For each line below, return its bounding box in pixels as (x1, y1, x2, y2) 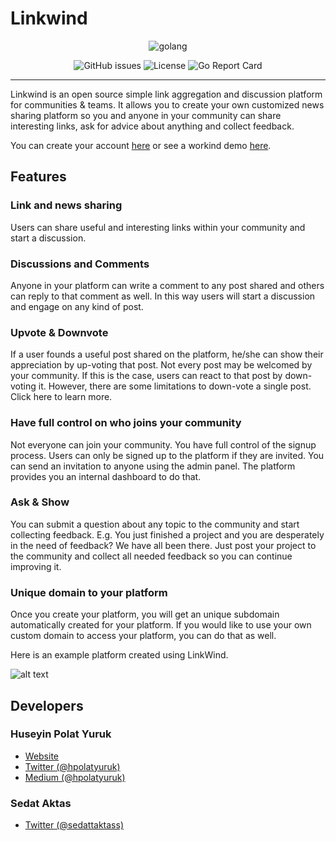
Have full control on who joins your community (10, 416, 242, 430)
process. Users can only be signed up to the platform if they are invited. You (10, 449, 325, 461)
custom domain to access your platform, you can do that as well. (10, 630, 277, 642)
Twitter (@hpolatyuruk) (24, 760, 121, 772)
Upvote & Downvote (10, 325, 109, 339)
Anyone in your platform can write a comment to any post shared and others (10, 279, 325, 291)
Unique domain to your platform (10, 585, 168, 599)
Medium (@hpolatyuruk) (24, 771, 126, 783)
